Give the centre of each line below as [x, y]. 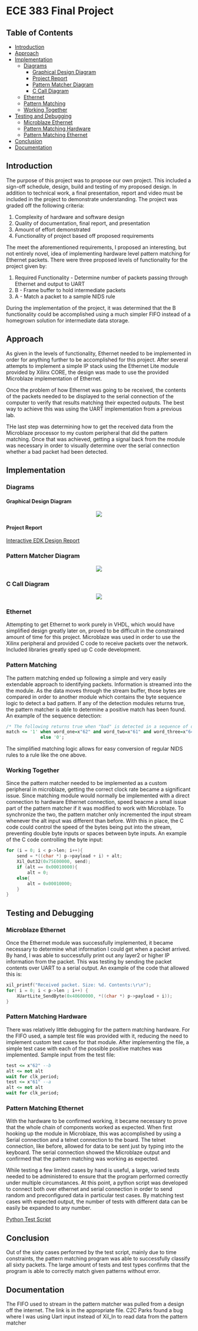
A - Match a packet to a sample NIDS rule [65, 296]
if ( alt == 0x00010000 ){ [47, 867]
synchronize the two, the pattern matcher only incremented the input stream [99, 815]
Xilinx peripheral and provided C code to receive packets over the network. [97, 644]
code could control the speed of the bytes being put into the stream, [89, 827]
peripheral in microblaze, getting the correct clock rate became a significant [98, 789]
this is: [14, 974]
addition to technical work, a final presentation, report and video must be [95, 193]
